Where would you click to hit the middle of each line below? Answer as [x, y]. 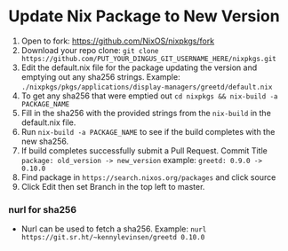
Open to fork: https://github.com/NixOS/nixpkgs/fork [118, 41]
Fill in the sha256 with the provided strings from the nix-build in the [146, 113]
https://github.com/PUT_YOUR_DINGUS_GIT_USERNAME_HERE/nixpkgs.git [148, 59]
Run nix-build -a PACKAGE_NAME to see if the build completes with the [148, 131]
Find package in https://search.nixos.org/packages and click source [148, 177]
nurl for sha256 [43, 209]
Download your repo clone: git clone [90, 50]
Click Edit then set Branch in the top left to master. [113, 186]
